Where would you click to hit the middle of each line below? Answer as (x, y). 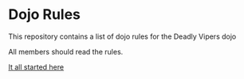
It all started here (36, 67)
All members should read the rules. (66, 51)
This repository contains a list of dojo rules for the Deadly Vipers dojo (122, 36)
